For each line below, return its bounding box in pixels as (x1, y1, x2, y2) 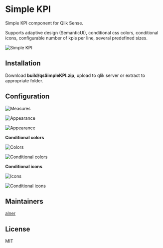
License (5, 225, 30, 233)
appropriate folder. (5, 77, 43, 83)
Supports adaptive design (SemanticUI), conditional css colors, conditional (5, 29, 159, 35)
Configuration (5, 92, 50, 101)
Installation (5, 59, 41, 68)
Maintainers (5, 197, 44, 206)
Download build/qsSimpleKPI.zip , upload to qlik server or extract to (5, 72, 146, 78)
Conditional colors (5, 134, 44, 140)
